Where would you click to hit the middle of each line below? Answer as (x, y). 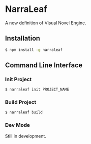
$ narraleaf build (24, 112)
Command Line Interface (44, 65)
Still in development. (26, 136)
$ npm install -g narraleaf (34, 50)
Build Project (21, 102)
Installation (23, 38)
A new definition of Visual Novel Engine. (46, 23)
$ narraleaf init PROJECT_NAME (37, 90)
